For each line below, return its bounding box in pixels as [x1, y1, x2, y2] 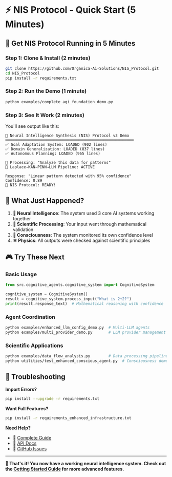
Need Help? [5, 425, 31, 431]
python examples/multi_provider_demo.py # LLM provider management [5, 330, 166, 335]
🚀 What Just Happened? [5, 196, 84, 205]
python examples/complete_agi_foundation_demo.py [5, 99, 114, 104]
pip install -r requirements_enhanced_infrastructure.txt [5, 415, 132, 421]
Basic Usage [5, 271, 37, 278]
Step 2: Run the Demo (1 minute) [5, 88, 87, 95]
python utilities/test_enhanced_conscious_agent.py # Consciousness [5, 358, 157, 364]
